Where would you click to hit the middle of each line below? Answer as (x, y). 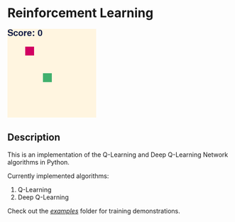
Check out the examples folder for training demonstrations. (94, 211)
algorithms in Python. (38, 162)
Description (34, 137)
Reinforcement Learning (81, 13)
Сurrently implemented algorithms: (58, 176)
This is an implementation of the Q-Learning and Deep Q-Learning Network (118, 155)
